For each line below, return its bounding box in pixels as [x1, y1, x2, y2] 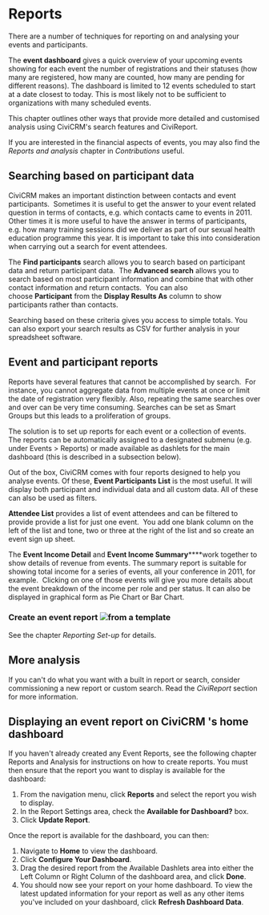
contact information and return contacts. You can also [8, 282, 188, 292]
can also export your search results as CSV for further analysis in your [8, 324, 240, 333]
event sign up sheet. [8, 534, 76, 543]
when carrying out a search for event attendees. [8, 241, 168, 251]
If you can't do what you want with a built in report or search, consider [8, 675, 240, 684]
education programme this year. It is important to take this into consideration [8, 233, 260, 243]
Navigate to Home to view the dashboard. [19, 846, 159, 856]
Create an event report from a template [8, 612, 171, 623]
